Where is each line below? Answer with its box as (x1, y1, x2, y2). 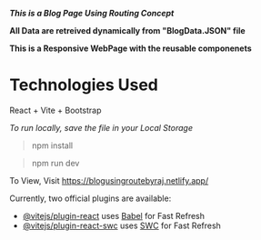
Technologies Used (9, 75, 159, 95)
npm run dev (31, 157, 80, 168)
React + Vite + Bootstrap (9, 105, 102, 115)
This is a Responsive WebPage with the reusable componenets (9, 43, 252, 54)
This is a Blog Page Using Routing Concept (9, 8, 175, 18)
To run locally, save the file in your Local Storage (9, 122, 194, 133)
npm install (31, 140, 74, 151)
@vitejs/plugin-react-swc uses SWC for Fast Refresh (22, 220, 221, 231)
